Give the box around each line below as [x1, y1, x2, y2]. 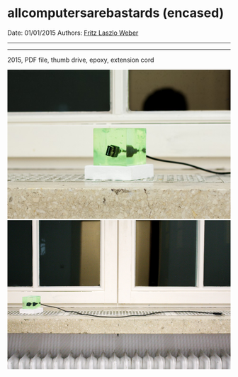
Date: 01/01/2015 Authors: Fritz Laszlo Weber [7, 28, 139, 37]
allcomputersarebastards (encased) [7, 5, 225, 21]
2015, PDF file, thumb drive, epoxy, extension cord [7, 55, 154, 64]
